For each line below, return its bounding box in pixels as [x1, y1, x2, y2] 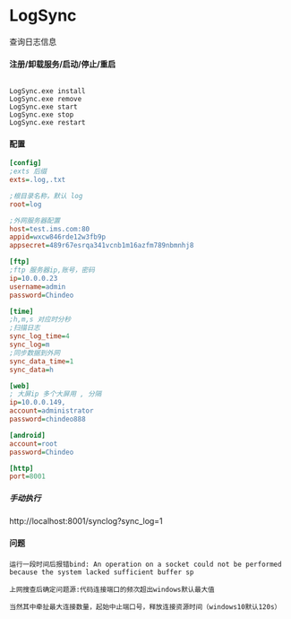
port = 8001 [9, 472, 47, 481]
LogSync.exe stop [9, 110, 74, 119]
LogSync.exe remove [9, 95, 82, 104]
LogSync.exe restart [9, 118, 87, 127]
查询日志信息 [9, 36, 56, 47]
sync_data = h [9, 365, 54, 374]
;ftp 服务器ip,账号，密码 [9, 266, 96, 275]
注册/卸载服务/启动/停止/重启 [9, 58, 116, 69]
